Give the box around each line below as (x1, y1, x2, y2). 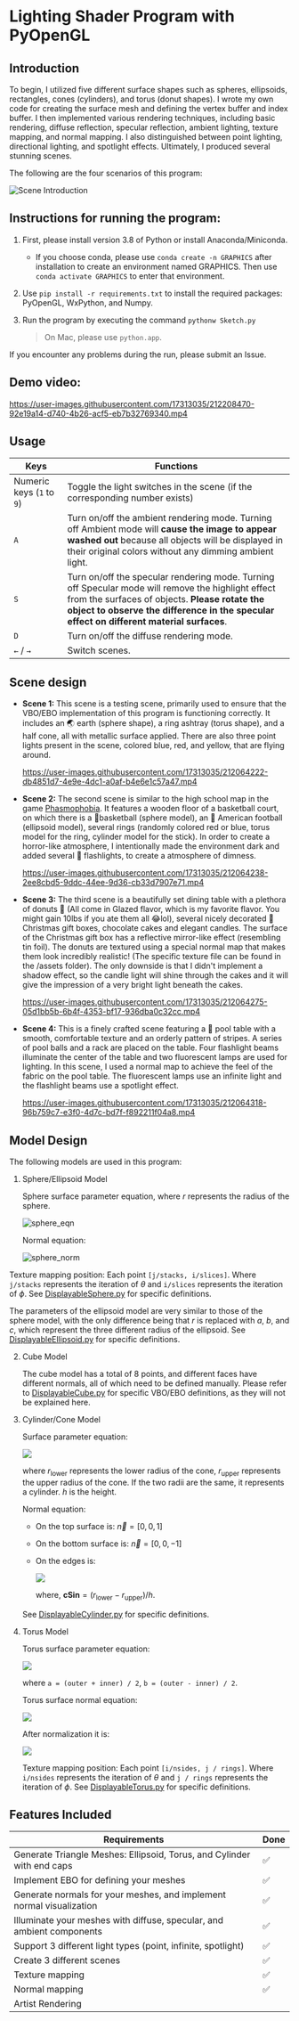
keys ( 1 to (13, 486, 55, 499)
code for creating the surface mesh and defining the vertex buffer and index (9, 103, 288, 113)
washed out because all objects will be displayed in (67, 534, 283, 547)
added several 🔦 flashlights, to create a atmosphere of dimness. (21, 851, 256, 861)
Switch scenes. (67, 644, 131, 656)
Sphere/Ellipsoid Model (21, 1174, 109, 1185)
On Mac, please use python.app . (44, 331, 163, 342)
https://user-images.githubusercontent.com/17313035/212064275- (21, 997, 269, 1007)
